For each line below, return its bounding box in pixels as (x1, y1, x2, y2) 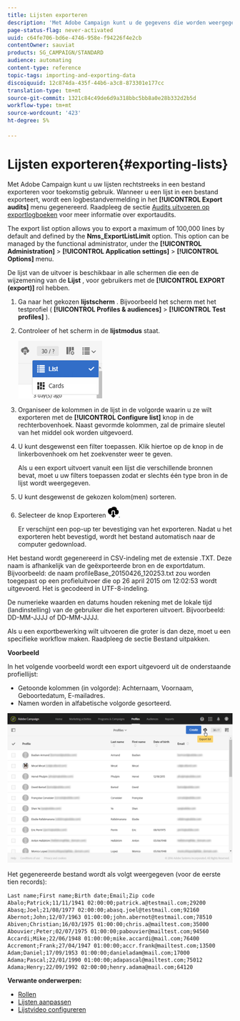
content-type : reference (7, 64, 81, 71)
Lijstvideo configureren (17, 1005, 86, 1014)
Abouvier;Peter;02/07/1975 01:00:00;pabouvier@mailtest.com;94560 (7, 928, 209, 935)
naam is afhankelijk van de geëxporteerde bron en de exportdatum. (7, 561, 206, 569)
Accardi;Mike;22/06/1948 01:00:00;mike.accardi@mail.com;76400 (7, 935, 200, 942)
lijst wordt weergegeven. (17, 479, 91, 487)
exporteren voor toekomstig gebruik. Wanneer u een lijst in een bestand (7, 187, 219, 196)
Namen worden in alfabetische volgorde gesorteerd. (17, 699, 172, 707)
